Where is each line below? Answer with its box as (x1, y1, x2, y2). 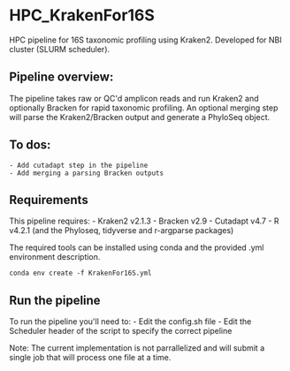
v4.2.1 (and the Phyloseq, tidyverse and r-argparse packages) (9, 225, 234, 236)
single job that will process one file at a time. (9, 352, 172, 363)
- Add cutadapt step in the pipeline (9, 161, 149, 170)
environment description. (9, 252, 101, 262)
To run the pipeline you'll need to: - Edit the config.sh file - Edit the (9, 316, 252, 327)
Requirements (9, 192, 88, 208)
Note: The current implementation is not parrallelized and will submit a (9, 343, 265, 353)
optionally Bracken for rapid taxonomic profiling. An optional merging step (9, 102, 279, 113)
